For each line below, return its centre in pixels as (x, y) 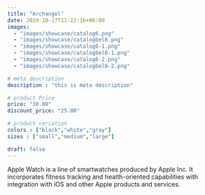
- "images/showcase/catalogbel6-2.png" (72, 66)
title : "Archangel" (36, 14)
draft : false (26, 149)
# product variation (38, 123)
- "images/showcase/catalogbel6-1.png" (72, 53)
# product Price (31, 98)
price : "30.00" (29, 105)
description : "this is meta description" (70, 85)
